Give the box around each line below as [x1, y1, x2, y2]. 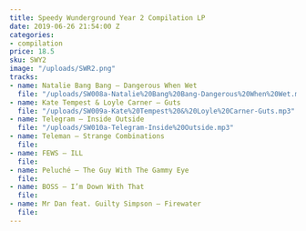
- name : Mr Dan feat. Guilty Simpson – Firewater [9, 199, 202, 209]
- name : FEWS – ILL [9, 148, 84, 157]
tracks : [9, 73, 39, 82]
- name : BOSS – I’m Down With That [9, 183, 145, 192]
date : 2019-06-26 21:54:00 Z [9, 22, 120, 31]
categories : [9, 30, 55, 39]
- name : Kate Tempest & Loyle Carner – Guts [9, 97, 181, 107]
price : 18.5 [9, 47, 55, 56]
